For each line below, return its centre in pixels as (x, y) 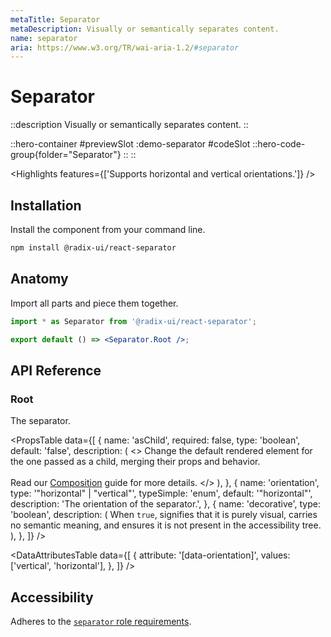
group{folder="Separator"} (66, 155)
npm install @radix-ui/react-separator (93, 248)
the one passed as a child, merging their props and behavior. (135, 462)
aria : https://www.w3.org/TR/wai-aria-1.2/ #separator (125, 47)
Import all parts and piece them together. (94, 303)
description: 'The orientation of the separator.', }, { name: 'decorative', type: (165, 504)
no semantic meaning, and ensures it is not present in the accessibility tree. (166, 525)
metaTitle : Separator (55, 19)
